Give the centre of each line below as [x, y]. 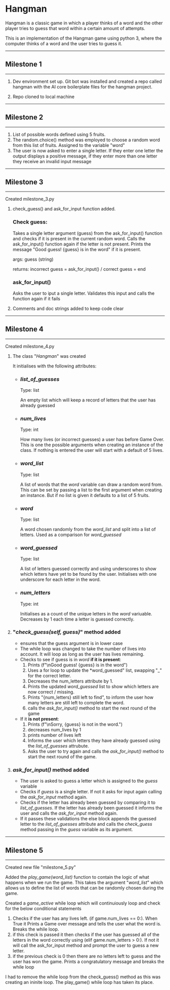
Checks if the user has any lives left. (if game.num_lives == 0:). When [85, 918]
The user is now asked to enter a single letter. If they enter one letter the [88, 150]
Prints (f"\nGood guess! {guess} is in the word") [78, 665]
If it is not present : [39, 719]
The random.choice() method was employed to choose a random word [86, 140]
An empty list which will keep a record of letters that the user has [88, 400]
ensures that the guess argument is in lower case [71, 643]
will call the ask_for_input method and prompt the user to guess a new [86, 945]
